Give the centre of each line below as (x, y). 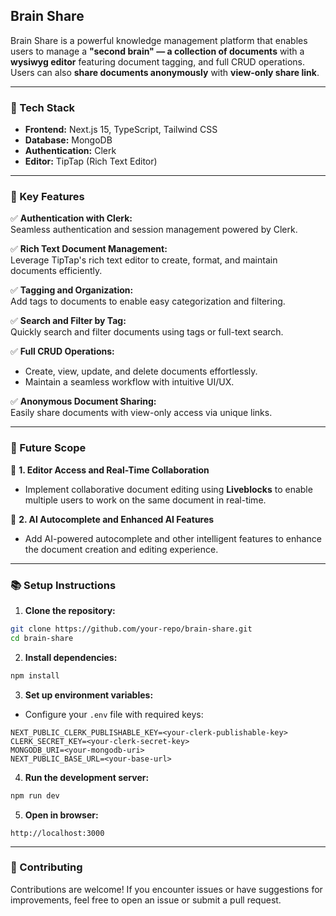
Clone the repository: (70, 610)
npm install (35, 675)
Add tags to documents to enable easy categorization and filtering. (148, 301)
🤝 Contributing (46, 867)
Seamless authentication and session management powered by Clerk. (154, 230)
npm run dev (35, 795)
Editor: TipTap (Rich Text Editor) (91, 161)
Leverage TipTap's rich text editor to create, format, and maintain (144, 260)
